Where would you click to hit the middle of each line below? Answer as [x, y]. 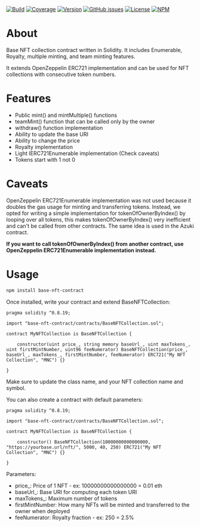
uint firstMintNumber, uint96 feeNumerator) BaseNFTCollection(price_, [97, 349]
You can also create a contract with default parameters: [75, 399]
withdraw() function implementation [59, 128]
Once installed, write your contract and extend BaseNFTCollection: [88, 302]
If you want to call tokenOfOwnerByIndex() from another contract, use [95, 244]
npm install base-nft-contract [45, 290]
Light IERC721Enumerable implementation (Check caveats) [87, 153]
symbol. [16, 388]
